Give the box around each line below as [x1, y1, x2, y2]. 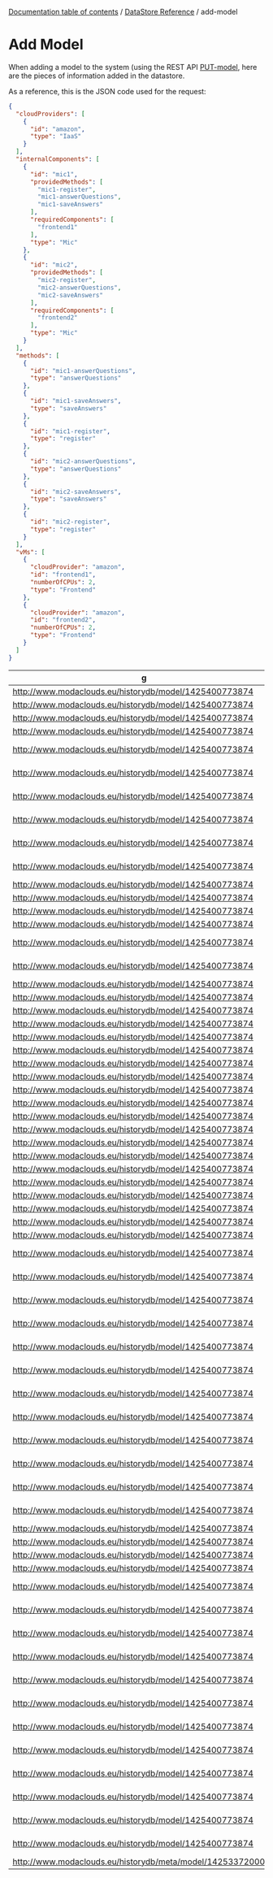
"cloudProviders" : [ [15, 110, 85, 118]
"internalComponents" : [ [15, 155, 100, 163]
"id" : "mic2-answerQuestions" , [29, 458, 136, 466]
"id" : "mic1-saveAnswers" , [29, 397, 122, 406]
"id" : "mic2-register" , [29, 518, 111, 527]
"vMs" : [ [15, 548, 45, 556]
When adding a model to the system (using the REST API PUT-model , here [8, 62, 258, 72]
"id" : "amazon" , [29, 125, 85, 133]
